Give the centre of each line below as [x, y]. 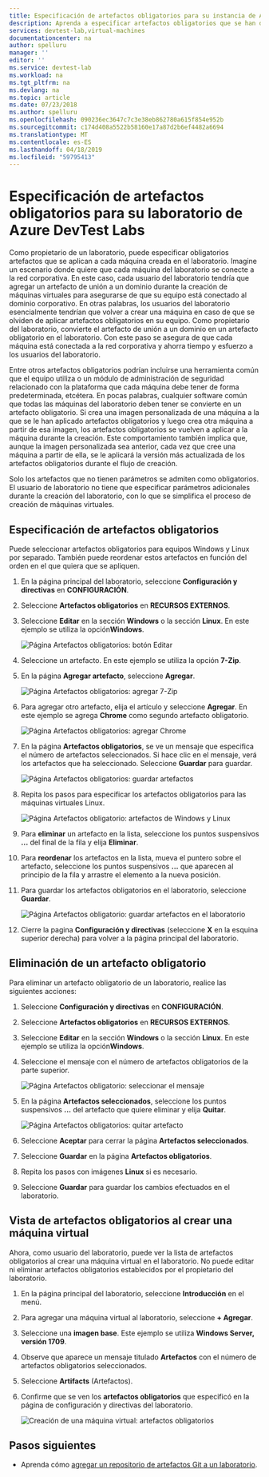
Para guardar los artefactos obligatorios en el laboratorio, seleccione [133, 890]
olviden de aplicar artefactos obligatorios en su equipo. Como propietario [130, 321]
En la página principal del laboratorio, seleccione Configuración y [129, 581]
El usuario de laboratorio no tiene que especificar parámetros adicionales [130, 488]
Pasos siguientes [53, 1445]
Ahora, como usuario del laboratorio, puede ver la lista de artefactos [121, 1252]
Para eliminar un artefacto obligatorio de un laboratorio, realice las [118, 982]
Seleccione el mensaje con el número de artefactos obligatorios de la [134, 1061]
